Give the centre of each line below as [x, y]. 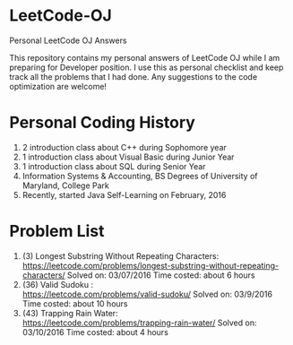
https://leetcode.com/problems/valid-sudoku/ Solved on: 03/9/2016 [147, 294]
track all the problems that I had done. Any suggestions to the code [134, 76]
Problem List [57, 232]
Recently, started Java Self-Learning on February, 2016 [124, 194]
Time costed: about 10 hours [75, 303]
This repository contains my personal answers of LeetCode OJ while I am [145, 57]
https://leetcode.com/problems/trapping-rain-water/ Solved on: [139, 323]
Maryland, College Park [66, 185]
